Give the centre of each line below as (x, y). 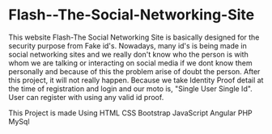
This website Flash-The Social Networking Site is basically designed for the (134, 37)
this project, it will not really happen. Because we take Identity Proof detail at (136, 80)
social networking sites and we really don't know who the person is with (128, 54)
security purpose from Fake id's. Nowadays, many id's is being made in (127, 45)
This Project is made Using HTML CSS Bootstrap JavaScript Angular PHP (130, 113)
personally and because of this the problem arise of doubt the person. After (134, 71)
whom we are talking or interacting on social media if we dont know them (130, 63)
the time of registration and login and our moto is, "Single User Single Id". (130, 88)
